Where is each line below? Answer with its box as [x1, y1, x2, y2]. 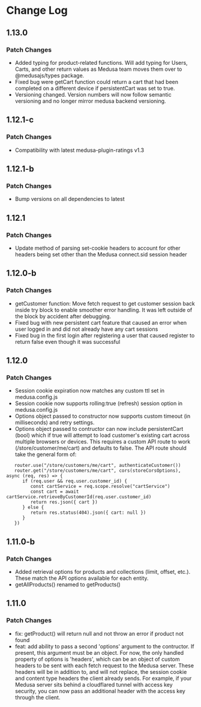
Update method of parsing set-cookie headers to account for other [14, 244, 181, 251]
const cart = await [30, 489, 79, 495]
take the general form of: [14, 451, 77, 458]
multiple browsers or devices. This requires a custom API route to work [14, 438, 191, 445]
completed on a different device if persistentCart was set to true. [14, 85, 175, 92]
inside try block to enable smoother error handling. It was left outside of [14, 306, 193, 313]
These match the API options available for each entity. [14, 574, 149, 582]
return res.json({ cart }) [30, 499, 98, 505]
